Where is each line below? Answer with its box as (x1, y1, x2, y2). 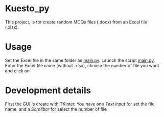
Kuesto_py (5, 3, 50, 14)
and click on (5, 68, 30, 74)
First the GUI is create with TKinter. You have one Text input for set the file (5, 101, 155, 107)
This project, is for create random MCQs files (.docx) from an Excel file (5, 19, 148, 25)
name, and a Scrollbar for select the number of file (5, 106, 107, 112)
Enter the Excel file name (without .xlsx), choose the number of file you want (5, 62, 159, 68)
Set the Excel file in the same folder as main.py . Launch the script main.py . (5, 57, 155, 63)
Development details (5, 85, 92, 96)
